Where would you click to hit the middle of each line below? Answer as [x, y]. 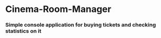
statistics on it [23, 31]
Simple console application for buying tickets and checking [81, 25]
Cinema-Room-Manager [58, 9]
